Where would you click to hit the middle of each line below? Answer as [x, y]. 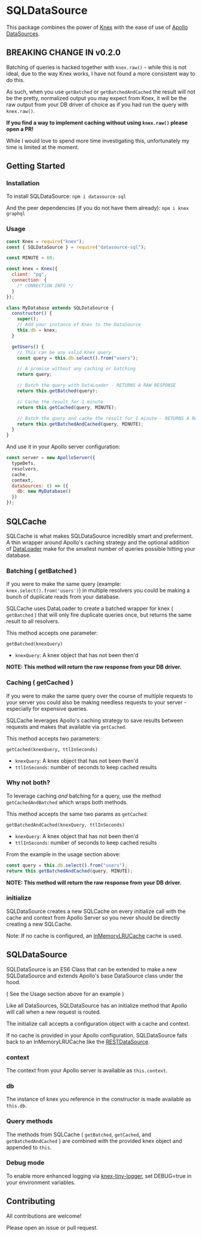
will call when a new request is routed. [54, 1012]
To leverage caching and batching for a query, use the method [84, 796]
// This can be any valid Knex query [64, 352]
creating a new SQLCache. [39, 924]
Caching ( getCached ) [40, 682]
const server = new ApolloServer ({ [51, 458]
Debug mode [26, 1163]
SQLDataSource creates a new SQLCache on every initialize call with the [96, 911]
